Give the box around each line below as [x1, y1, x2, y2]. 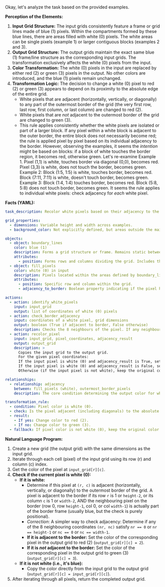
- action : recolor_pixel [9, 332, 60, 336]
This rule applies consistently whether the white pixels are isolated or [19, 122, 160, 128]
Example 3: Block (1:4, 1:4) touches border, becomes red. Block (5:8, [19, 180, 158, 186]
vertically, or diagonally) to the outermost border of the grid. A [27, 487, 153, 493]
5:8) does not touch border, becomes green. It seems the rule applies [19, 185, 160, 191]
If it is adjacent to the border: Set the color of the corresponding [27, 534, 158, 540]
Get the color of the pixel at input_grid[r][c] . [12, 466, 106, 472]
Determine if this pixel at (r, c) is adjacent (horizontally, [27, 482, 141, 488]
